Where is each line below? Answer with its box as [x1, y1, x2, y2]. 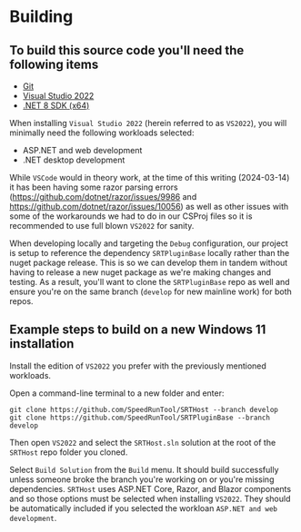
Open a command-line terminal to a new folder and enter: [9, 388, 225, 399]
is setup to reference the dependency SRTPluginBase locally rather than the [9, 248, 290, 258]
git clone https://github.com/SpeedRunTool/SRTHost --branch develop [9, 405, 279, 414]
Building [9, 6, 74, 27]
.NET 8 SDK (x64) [22, 100, 90, 111]
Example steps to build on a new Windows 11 [9, 322, 266, 338]
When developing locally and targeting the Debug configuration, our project [9, 238, 288, 249]
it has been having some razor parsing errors [9, 182, 179, 192]
